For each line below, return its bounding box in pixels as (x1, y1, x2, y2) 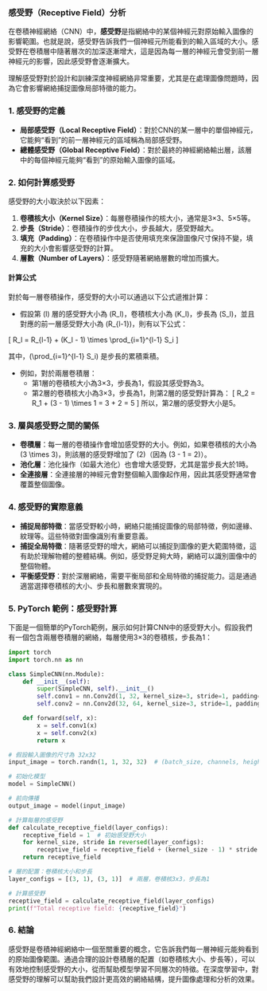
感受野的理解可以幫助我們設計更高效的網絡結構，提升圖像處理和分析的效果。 (8, 974, 259, 984)
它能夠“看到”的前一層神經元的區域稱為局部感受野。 (19, 135, 187, 144)
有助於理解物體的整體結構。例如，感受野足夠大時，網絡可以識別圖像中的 (19, 551, 257, 560)
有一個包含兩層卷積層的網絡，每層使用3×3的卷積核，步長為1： (8, 632, 213, 642)
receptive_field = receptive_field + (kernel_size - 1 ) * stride (37, 846, 258, 854)
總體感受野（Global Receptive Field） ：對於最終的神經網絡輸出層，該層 (19, 145, 253, 155)
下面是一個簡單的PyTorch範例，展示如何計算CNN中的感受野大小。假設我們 (8, 622, 253, 631)
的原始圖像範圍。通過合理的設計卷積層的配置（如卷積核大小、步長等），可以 (8, 954, 256, 964)
